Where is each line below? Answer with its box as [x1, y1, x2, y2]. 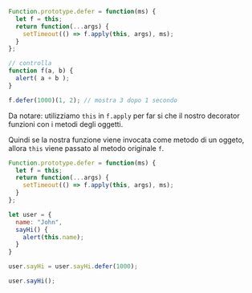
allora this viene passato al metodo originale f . [8, 143, 165, 153]
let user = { [8, 210, 52, 218]
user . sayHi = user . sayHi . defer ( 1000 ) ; [8, 262, 138, 271]
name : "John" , [15, 218, 63, 226]
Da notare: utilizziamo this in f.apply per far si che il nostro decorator [8, 111, 241, 120]
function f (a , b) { [8, 67, 74, 75]
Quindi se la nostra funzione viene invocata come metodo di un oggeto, [8, 135, 245, 144]
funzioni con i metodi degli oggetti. [8, 119, 124, 128]
